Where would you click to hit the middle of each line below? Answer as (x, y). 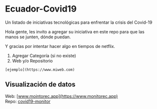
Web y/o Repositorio (32, 61)
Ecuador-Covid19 (41, 9)
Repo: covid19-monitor (28, 101)
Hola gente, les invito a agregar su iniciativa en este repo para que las (75, 31)
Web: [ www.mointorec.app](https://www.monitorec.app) (61, 96)
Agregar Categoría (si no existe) (44, 55)
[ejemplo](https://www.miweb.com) (40, 70)
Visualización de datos (40, 85)
